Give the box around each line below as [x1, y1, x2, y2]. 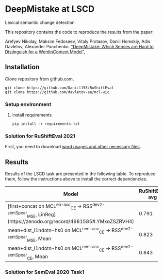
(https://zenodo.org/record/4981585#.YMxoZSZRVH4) [7, 218, 134, 225]
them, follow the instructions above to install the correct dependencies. [5, 176, 147, 182]
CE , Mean [27, 253, 48, 261]
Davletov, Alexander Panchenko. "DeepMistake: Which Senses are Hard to [5, 43, 154, 49]
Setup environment [5, 101, 52, 108]
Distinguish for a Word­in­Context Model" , [5, 49, 86, 55]
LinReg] [38, 211, 56, 218]
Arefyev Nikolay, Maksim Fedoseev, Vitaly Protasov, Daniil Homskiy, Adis [5, 38, 150, 44]
